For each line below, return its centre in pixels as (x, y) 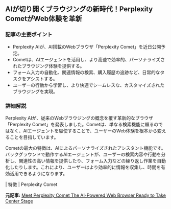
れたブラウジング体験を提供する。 (48, 66)
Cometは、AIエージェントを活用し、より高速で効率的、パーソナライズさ (89, 59)
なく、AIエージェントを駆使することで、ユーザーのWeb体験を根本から (83, 131)
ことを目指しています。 (34, 137)
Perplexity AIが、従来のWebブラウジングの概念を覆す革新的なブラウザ (79, 118)
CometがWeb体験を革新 (44, 19)
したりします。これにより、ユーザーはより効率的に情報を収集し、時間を (85, 167)
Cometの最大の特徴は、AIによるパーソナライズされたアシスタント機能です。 (86, 148)
